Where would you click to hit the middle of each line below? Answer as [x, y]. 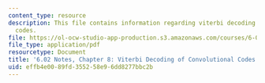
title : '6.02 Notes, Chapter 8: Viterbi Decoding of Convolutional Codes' [134, 60]
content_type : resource [47, 15]
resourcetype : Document [47, 52]
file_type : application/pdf [54, 45]
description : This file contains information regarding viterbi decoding [132, 23]
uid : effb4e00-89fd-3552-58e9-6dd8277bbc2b [81, 67]
